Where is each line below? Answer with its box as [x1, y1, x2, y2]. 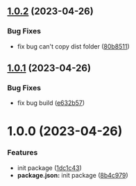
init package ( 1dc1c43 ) [17, 163, 82, 172]
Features [7, 148, 38, 158]
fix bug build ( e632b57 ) [17, 99, 85, 107]
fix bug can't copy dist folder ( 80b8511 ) [17, 42, 130, 51]
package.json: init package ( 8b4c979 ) [17, 171, 128, 179]
